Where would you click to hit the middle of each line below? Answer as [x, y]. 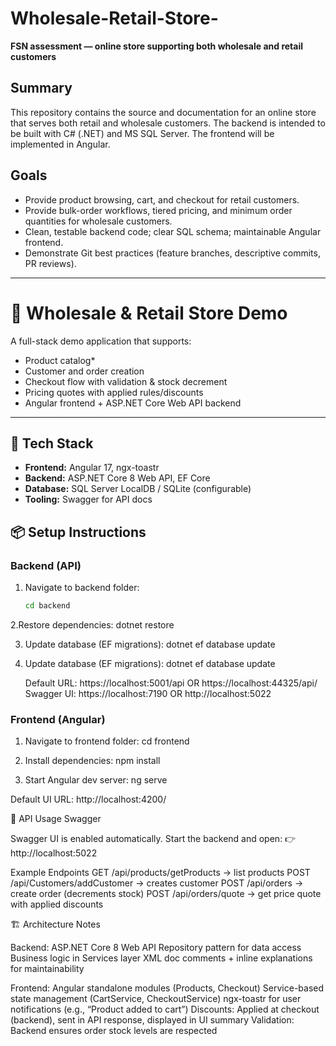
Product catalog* [60, 360]
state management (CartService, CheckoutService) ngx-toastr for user [156, 999]
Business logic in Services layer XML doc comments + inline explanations [161, 958]
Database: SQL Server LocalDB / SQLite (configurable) [138, 489]
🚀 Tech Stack [52, 443]
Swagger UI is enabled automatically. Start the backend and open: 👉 [153, 839]
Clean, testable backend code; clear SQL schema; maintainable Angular [173, 231]
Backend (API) [46, 565]
